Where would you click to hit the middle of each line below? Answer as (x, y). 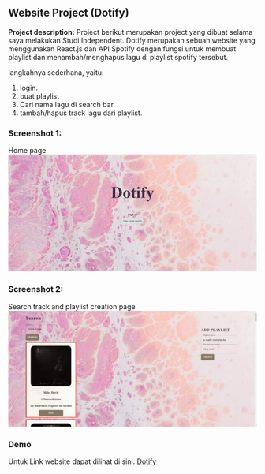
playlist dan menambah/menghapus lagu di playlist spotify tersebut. (118, 57)
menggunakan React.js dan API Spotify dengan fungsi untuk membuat (122, 49)
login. (28, 88)
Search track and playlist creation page (72, 306)
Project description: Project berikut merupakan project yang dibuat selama (131, 32)
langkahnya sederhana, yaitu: (56, 72)
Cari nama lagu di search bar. (67, 104)
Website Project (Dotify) (69, 13)
